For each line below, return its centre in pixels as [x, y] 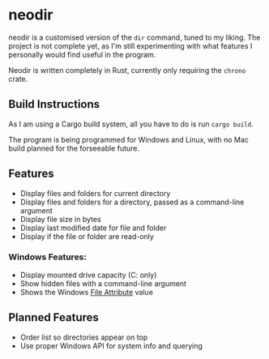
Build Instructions [54, 104]
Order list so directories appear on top [84, 337]
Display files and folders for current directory [95, 193]
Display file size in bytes [60, 219]
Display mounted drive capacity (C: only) [88, 275]
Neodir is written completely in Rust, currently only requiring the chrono [127, 70]
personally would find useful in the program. [82, 54]
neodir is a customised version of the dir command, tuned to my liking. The [134, 37]
